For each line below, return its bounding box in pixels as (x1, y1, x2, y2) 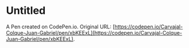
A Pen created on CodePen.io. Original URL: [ (6, 23, 115, 30)
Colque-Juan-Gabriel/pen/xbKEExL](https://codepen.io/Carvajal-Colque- (6, 29, 183, 36)
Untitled (6, 4, 46, 17)
